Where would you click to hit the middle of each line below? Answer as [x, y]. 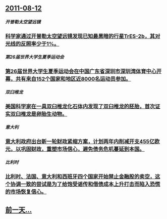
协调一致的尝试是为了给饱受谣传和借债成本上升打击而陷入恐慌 [85, 184]
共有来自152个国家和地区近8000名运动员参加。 [73, 79]
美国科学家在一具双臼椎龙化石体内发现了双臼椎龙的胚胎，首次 [80, 107]
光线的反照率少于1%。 [32, 44]
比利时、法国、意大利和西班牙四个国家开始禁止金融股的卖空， [80, 177]
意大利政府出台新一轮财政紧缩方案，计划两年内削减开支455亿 [80, 142]
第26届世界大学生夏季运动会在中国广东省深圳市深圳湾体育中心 [81, 71]
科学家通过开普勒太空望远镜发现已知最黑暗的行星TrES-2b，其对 [83, 36]
